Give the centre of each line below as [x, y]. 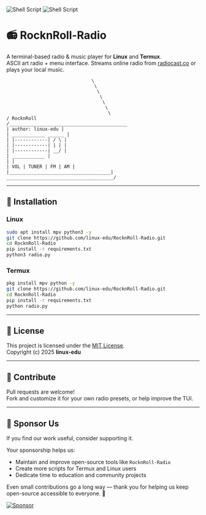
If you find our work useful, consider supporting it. [70, 438]
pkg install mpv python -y [41, 283]
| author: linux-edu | [35, 129]
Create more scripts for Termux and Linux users [76, 468]
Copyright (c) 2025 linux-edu [44, 352]
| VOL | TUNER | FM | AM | [41, 166]
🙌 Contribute [31, 377]
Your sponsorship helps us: [41, 450]
